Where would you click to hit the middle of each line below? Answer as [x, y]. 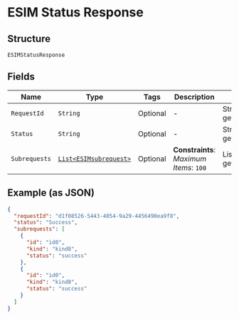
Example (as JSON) [51, 193]
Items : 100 [190, 167]
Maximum [190, 159]
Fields [21, 77]
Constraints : [195, 150]
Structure [29, 39]
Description [194, 97]
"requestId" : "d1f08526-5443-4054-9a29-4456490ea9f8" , [97, 216]
